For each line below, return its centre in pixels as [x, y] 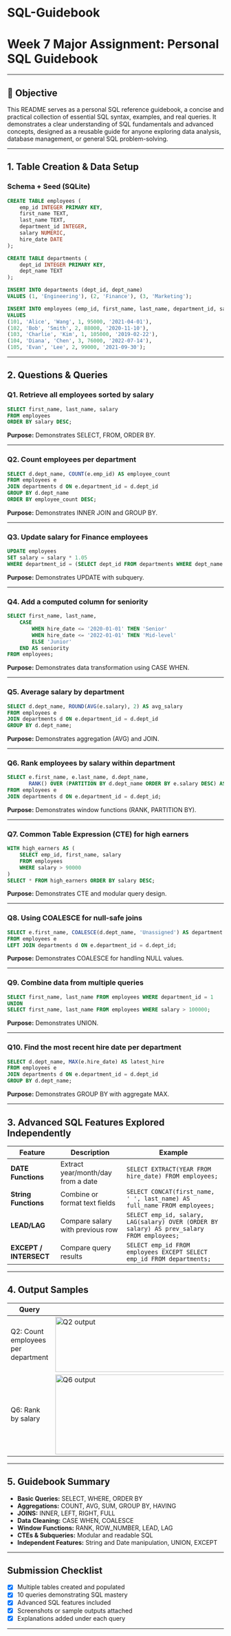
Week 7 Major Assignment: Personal [113, 45]
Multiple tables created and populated [71, 1587]
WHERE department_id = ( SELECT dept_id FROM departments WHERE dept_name [115, 564]
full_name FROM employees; [170, 1205]
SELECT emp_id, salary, [165, 1215]
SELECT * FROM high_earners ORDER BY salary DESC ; [81, 880]
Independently [39, 1133]
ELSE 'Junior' [52, 642]
